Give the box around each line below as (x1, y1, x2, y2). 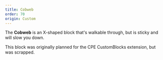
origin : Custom (5, 16, 36, 21)
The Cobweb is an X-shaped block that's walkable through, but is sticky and (5, 30, 159, 36)
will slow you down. (5, 35, 45, 40)
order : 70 (5, 12, 25, 17)
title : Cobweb (5, 7, 34, 12)
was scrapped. (5, 49, 35, 55)
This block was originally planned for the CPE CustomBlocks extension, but (5, 44, 156, 50)
